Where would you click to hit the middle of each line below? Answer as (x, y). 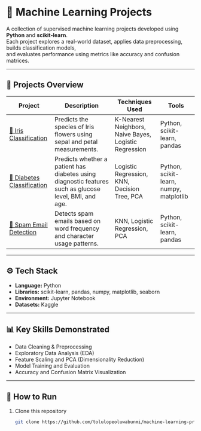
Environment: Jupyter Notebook (55, 298)
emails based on (77, 221)
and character (74, 236)
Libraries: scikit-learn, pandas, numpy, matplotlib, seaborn (87, 292)
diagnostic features (82, 181)
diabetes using (75, 174)
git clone (27, 422)
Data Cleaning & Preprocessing (53, 347)
